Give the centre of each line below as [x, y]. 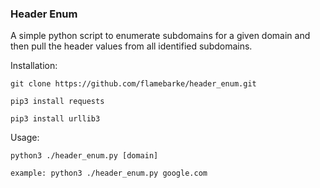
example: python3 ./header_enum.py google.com [109, 173]
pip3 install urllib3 [55, 119]
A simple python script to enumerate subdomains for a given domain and [160, 36]
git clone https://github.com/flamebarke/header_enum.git [133, 84]
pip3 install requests [57, 102]
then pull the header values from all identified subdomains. [131, 46]
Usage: [25, 138]
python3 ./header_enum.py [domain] [84, 156]
